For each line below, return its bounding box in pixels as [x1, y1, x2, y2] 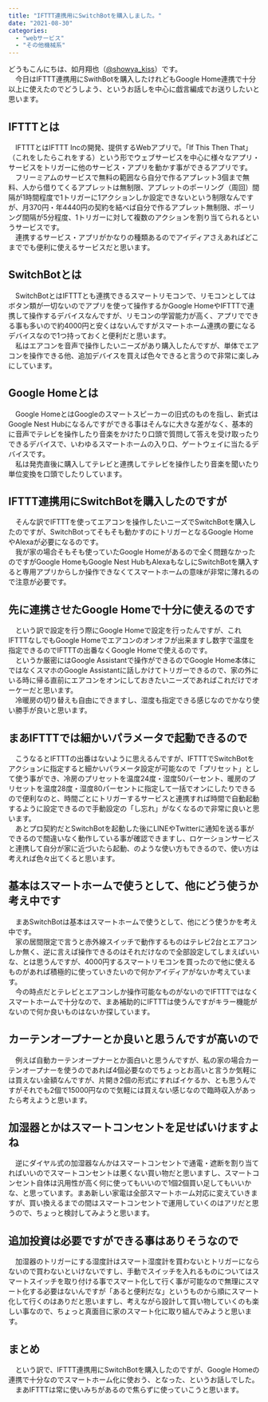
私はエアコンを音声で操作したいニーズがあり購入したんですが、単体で [14, 340, 246, 350]
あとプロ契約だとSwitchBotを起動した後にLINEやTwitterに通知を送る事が [14, 824, 254, 833]
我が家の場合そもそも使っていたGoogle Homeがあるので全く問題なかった [14, 547, 256, 557]
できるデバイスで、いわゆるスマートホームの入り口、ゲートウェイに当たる [8, 439, 252, 448]
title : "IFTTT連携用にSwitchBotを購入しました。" [8, 11, 162, 20]
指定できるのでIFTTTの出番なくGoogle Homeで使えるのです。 [8, 645, 212, 655]
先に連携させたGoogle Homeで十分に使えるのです [8, 602, 255, 616]
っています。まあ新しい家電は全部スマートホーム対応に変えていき [35, 1188, 251, 1198]
